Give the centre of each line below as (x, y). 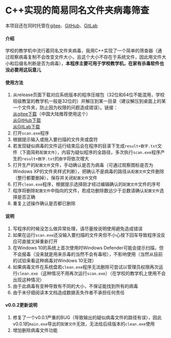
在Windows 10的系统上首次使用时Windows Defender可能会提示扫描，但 (88, 247)
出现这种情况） (28, 280)
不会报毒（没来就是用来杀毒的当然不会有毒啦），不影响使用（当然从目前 (88, 254)
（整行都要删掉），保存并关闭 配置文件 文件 (55, 178)
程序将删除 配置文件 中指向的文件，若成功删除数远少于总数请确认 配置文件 (86, 191)
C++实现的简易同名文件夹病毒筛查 (77, 10)
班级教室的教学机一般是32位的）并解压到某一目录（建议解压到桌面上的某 (89, 101)
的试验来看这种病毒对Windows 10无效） (55, 260)
